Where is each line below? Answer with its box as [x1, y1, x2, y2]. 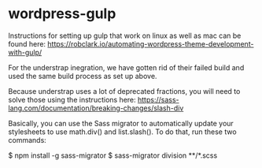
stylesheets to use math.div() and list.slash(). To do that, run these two [8, 127, 238, 136]
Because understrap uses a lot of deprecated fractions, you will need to [8, 86, 241, 95]
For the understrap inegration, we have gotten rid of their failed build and [8, 62, 245, 72]
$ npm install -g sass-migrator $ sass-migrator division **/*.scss [8, 151, 218, 160]
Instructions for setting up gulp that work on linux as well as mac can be [8, 31, 242, 40]
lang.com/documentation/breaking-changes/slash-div [8, 103, 184, 113]
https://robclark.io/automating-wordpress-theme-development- [46, 39, 254, 48]
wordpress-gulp [8, 5, 116, 23]
